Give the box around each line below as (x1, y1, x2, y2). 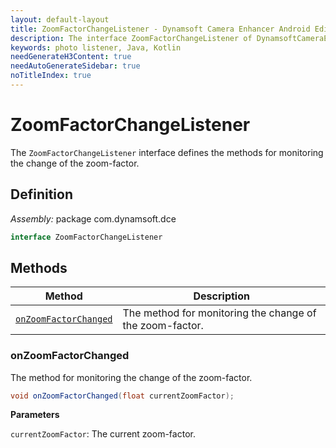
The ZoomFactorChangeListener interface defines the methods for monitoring (10, 146, 324, 158)
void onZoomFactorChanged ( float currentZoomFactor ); (10, 391, 235, 401)
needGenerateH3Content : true (10, 52, 132, 62)
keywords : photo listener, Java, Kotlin (10, 42, 182, 53)
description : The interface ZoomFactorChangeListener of (10, 33, 253, 43)
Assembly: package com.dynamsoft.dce (10, 212, 177, 225)
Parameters (10, 409, 60, 421)
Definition (10, 186, 73, 203)
